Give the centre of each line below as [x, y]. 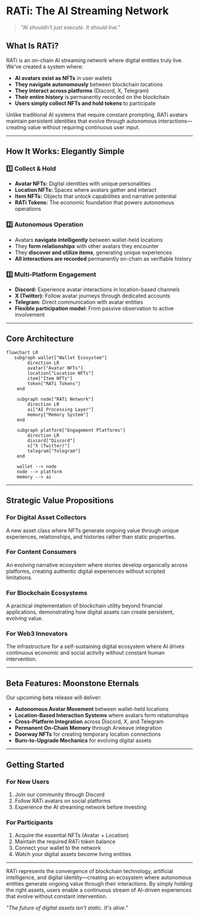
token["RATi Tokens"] [54, 383]
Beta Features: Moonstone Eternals [73, 683]
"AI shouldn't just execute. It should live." [70, 27]
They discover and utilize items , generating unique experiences [93, 252]
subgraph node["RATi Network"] [55, 399]
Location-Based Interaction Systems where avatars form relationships [102, 716]
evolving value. [25, 618]
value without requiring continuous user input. [84, 127]
